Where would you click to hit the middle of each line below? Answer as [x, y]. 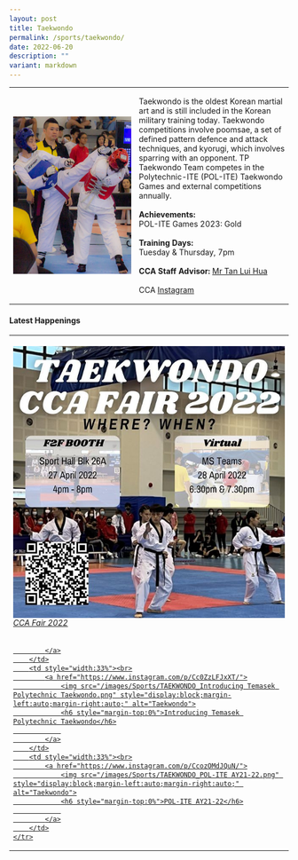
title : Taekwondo [41, 28]
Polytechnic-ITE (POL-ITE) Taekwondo [211, 177]
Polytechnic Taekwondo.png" [65, 695]
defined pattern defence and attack [204, 138]
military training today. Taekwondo [202, 120]
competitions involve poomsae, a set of [210, 130]
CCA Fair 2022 [40, 623]
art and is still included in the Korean [205, 110]
